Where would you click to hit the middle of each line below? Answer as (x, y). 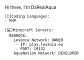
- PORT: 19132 (30, 49)
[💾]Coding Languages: (27, 16)
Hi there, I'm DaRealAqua (30, 7)
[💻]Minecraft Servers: (29, 30)
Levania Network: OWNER (38, 40)
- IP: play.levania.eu (39, 44)
